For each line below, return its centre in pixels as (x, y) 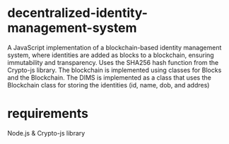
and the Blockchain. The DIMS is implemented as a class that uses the (110, 77)
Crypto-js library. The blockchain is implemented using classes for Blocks (114, 70)
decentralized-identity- (78, 13)
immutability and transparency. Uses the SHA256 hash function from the (113, 62)
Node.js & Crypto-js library (46, 133)
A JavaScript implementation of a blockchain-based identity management (114, 47)
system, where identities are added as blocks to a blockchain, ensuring (111, 55)
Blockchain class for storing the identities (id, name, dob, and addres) (108, 85)
